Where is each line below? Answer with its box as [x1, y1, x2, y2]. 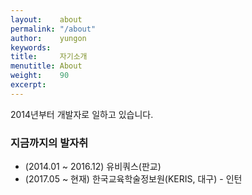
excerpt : [10, 80, 47, 90]
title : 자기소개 [10, 52, 88, 62]
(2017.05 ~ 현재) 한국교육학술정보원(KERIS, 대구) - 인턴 [24, 173, 243, 185]
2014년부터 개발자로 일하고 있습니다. [10, 108, 154, 120]
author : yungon [10, 33, 87, 43]
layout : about [10, 14, 83, 25]
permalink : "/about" [10, 24, 97, 34]
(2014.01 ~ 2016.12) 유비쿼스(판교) [24, 161, 162, 173]
